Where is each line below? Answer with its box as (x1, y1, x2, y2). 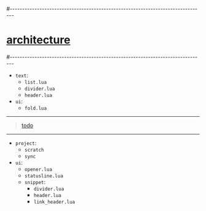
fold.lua (24, 105, 47, 111)
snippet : (24, 178, 46, 185)
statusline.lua (24, 172, 63, 179)
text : (15, 72, 29, 79)
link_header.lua (33, 199, 75, 205)
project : (15, 139, 37, 146)
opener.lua (24, 166, 53, 172)
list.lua (24, 79, 47, 85)
